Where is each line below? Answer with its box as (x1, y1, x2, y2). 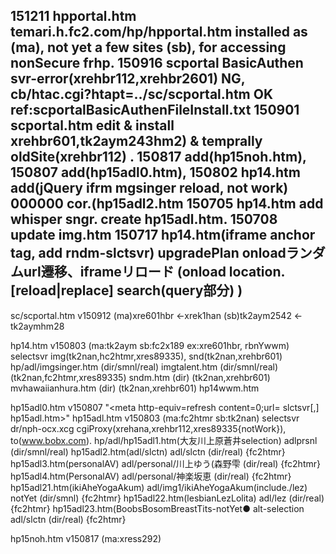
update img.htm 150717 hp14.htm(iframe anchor (10, 227, 316, 244)
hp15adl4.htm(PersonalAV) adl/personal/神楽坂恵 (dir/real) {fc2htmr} (10, 470, 292, 482)
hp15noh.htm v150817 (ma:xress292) (10, 532, 162, 544)
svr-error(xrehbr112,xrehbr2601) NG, (10, 70, 246, 88)
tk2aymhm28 (10, 320, 65, 332)
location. (228, 264, 286, 281)
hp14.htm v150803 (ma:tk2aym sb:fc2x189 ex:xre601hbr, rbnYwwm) (10, 339, 290, 351)
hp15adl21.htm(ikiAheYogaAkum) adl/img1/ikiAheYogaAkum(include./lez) (10, 481, 308, 493)
